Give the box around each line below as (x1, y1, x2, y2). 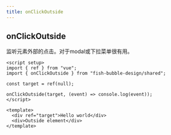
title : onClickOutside (6, 8, 63, 15)
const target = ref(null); (6, 81, 74, 87)
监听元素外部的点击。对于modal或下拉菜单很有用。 (6, 48, 133, 55)
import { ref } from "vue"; (6, 65, 77, 71)
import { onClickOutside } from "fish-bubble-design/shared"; (6, 71, 166, 77)
